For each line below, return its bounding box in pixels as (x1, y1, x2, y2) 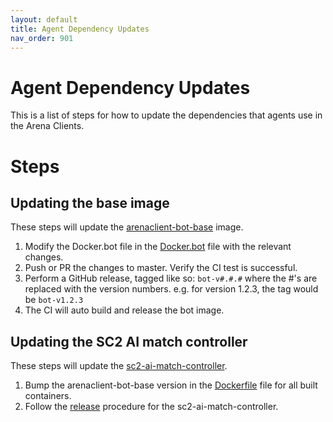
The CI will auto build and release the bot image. (24, 304, 225, 316)
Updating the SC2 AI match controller (10, 333, 248, 350)
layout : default (10, 14, 78, 25)
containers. (24, 390, 72, 402)
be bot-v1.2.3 (24, 294, 84, 306)
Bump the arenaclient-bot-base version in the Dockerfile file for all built (24, 379, 318, 391)
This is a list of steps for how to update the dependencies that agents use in (10, 109, 323, 121)
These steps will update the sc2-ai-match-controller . (10, 360, 228, 372)
